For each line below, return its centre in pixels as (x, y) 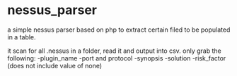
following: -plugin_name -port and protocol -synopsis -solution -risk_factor (117, 58)
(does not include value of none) (55, 65)
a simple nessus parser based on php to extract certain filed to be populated (119, 30)
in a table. (22, 37)
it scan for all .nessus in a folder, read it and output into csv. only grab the (114, 51)
